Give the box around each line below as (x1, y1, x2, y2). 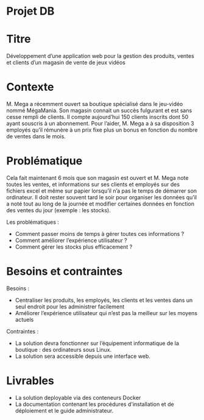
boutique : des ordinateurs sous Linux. (15, 346, 111, 353)
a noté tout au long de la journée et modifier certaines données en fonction (6, 200, 195, 207)
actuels (15, 316, 34, 323)
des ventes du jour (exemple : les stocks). (6, 207, 111, 214)
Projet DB (6, 4, 55, 18)
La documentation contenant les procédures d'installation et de (15, 400, 175, 408)
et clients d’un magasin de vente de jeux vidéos (6, 59, 126, 66)
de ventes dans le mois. (6, 133, 66, 140)
